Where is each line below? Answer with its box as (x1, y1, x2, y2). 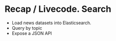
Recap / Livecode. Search (4, 3, 112, 15)
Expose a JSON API (11, 30, 52, 36)
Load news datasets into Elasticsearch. (11, 20, 92, 26)
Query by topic (11, 25, 42, 31)
